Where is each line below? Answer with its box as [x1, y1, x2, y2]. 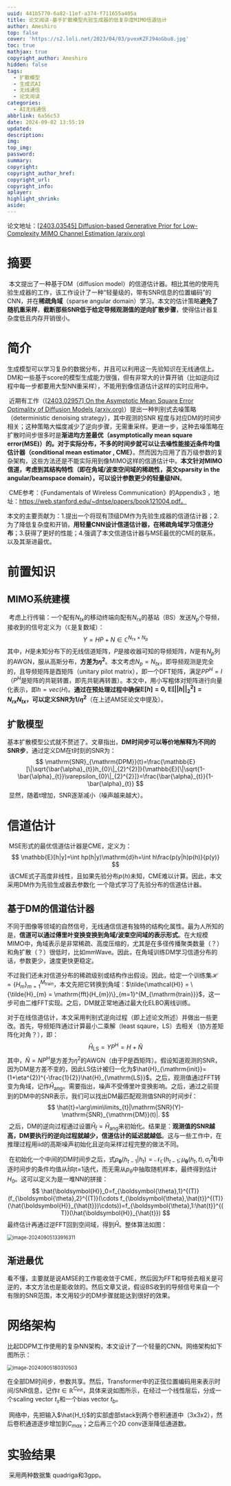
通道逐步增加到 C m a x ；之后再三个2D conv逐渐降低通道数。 [25, 1419, 190, 1429]
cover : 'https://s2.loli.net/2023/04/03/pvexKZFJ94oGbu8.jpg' [7, 36, 189, 43]
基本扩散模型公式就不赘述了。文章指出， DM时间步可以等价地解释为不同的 [7, 738, 217, 746]
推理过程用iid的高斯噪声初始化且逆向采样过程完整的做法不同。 [7, 1140, 183, 1148]
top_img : [7, 144, 32, 151]
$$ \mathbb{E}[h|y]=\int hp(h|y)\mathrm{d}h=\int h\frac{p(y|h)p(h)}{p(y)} [11, 853, 220, 862]
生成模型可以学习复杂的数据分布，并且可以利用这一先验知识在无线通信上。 [7, 364, 218, 373]
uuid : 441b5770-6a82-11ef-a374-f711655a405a [7, 10, 137, 17]
